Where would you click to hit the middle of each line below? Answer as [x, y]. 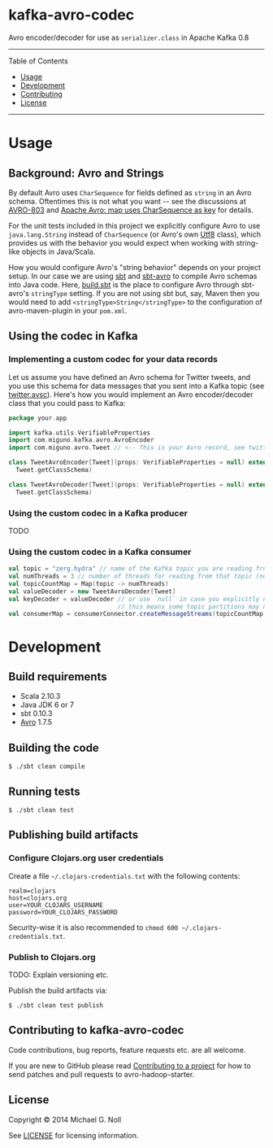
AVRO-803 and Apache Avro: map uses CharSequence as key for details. [131, 210]
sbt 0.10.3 [36, 714]
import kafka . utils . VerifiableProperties [80, 433]
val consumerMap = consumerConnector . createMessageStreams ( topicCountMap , [138, 614]
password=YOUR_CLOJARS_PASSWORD [63, 912]
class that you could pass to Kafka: [67, 403]
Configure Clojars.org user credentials [86, 858]
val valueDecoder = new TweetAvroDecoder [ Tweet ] [92, 591]
